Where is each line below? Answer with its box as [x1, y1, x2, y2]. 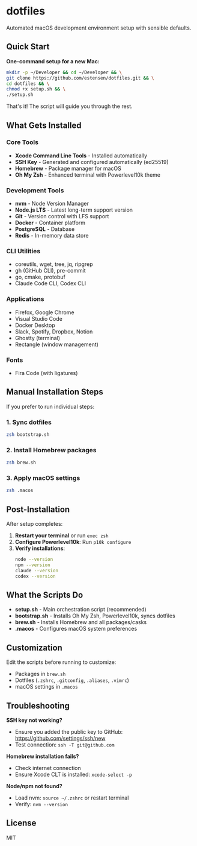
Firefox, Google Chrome [14, 309, 74, 316]
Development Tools [6, 186, 64, 194]
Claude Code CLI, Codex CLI [14, 280, 86, 287]
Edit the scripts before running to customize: [6, 658, 117, 666]
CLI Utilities [6, 247, 41, 256]
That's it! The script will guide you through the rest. [6, 103, 133, 110]
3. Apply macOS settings [6, 474, 80, 482]
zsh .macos [6, 487, 34, 494]
